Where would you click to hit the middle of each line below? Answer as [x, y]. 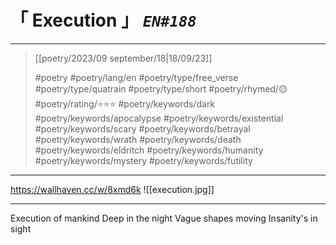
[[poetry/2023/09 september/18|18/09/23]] [123, 58]
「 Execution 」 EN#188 [103, 20]
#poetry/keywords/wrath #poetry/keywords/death [138, 139]
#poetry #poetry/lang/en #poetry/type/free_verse [136, 77]
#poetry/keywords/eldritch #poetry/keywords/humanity [149, 150]
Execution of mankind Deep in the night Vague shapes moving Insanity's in [164, 218]
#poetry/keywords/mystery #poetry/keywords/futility [143, 160]
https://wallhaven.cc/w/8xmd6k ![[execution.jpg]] [112, 189]
